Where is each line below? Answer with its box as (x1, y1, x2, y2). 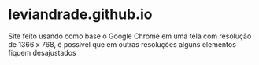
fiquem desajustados (8, 48, 76, 57)
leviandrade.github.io (8, 5, 153, 23)
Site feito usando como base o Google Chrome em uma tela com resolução (8, 31, 252, 41)
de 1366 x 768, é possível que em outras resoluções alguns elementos (8, 39, 236, 49)
